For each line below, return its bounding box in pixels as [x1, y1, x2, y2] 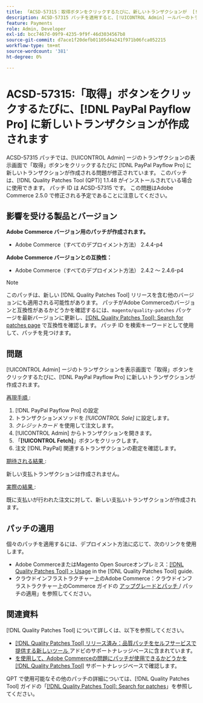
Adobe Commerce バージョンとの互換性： [6, 254, 112, 261]
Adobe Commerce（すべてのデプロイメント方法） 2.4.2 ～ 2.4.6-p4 [14, 267, 184, 274]
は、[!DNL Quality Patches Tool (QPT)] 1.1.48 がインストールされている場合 [6, 176, 193, 183]
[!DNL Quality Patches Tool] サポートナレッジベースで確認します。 [14, 662, 180, 669]
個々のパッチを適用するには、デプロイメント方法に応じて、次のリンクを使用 [6, 540, 197, 547]
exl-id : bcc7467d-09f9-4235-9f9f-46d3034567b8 [6, 31, 126, 38]
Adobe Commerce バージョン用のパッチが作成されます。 [6, 228, 149, 236]
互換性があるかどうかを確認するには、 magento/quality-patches [16, 306, 175, 314]
